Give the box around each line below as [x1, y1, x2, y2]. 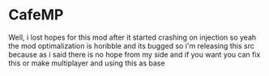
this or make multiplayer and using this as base [8, 58, 165, 68]
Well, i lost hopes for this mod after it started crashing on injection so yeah [8, 32, 257, 42]
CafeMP [8, 6, 64, 24]
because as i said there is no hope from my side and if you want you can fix [8, 49, 261, 59]
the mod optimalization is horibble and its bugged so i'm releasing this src [8, 40, 255, 50]
